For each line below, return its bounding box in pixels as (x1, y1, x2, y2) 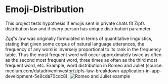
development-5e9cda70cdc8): (5, 73, 69, 79)
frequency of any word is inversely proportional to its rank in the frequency (5, 46, 161, 52)
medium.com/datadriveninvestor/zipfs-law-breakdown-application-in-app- (5, 67, 162, 74)
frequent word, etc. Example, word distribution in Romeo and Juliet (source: (5, 62, 163, 68)
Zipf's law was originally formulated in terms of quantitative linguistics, (5, 35, 153, 41)
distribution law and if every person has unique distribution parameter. (5, 25, 152, 31)
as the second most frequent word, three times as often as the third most (5, 57, 158, 63)
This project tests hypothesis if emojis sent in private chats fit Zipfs (5, 20, 145, 26)
